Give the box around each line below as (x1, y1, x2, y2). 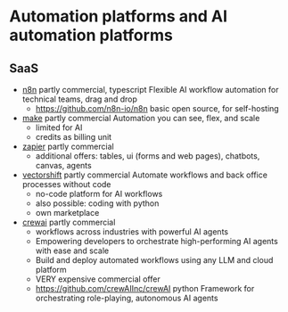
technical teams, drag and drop (21, 94, 138, 104)
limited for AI (35, 122, 83, 133)
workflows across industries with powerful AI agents (35, 226, 229, 237)
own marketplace (35, 208, 100, 218)
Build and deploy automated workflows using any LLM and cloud (35, 255, 274, 265)
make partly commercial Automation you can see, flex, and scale (21, 113, 260, 123)
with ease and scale (35, 245, 110, 256)
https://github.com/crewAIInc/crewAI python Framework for (35, 283, 255, 293)
